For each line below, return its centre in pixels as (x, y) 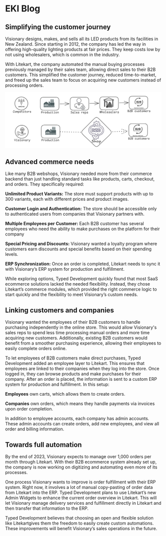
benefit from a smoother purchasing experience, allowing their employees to (83, 343)
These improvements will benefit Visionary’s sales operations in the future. (81, 529)
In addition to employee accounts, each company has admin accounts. (77, 418)
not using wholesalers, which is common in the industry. (62, 55)
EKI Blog (23, 9)
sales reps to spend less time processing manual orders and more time (78, 333)
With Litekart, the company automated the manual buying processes (75, 64)
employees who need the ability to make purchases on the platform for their (83, 229)
